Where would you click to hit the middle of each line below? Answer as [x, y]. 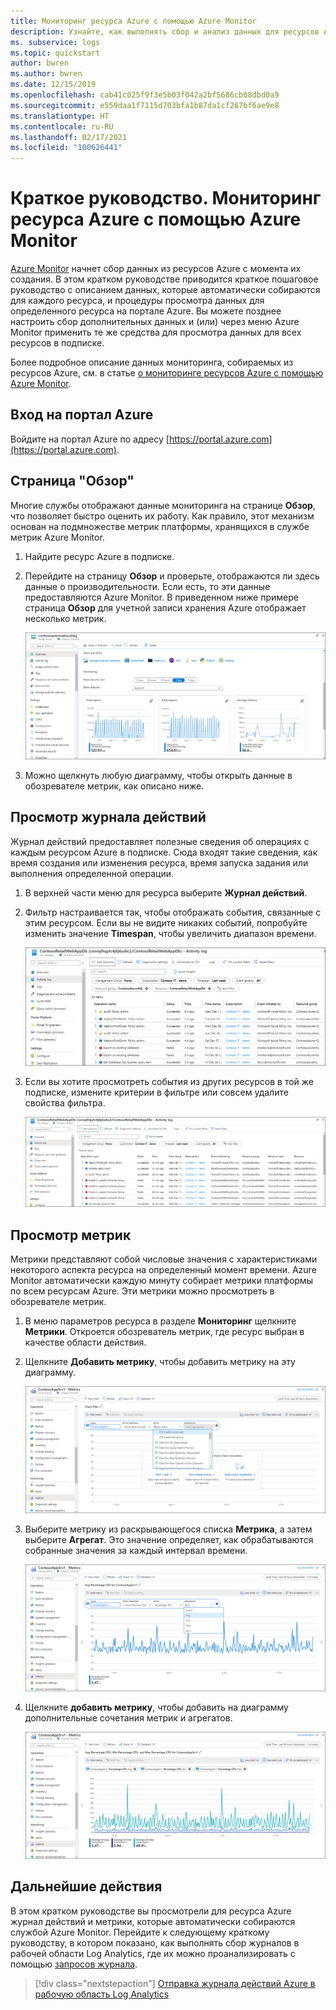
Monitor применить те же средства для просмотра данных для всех [156, 332]
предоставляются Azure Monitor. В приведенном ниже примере [161, 597]
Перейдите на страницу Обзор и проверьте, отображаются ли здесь [172, 576]
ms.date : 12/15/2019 [53, 85]
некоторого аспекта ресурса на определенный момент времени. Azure [163, 1270]
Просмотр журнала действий [108, 817]
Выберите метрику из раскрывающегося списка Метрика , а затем [168, 1529]
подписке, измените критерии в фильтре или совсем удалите [156, 1092]
